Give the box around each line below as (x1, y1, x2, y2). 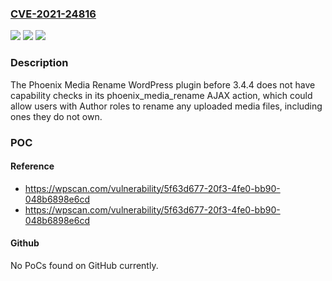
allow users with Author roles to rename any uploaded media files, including (10, 100, 323, 112)
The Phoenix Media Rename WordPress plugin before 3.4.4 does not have (10, 78, 316, 91)
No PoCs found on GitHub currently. (10, 259, 159, 271)
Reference (10, 160, 55, 172)
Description (10, 56, 69, 70)
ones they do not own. (10, 110, 103, 122)
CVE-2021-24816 (10, 7, 97, 21)
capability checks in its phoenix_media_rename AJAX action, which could (10, 89, 313, 101)
